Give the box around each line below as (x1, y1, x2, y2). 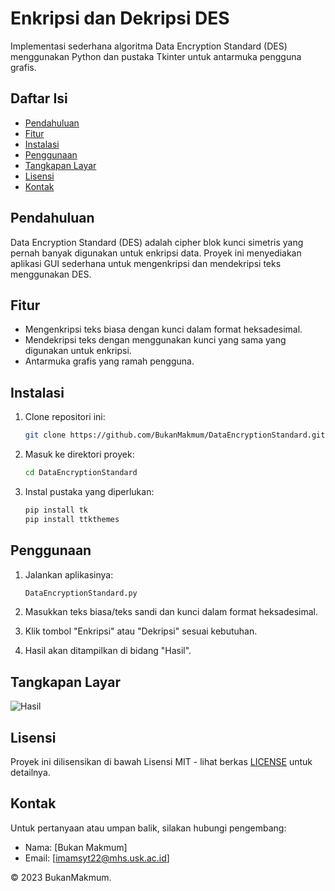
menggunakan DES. (10, 268, 92, 280)
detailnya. (10, 767, 51, 778)
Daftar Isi (10, 90, 68, 107)
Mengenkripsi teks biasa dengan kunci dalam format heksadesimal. (24, 323, 303, 336)
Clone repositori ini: (24, 411, 106, 423)
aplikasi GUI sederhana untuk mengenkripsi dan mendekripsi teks (10, 257, 282, 269)
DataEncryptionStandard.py (24, 588, 138, 598)
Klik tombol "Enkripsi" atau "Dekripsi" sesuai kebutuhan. (24, 625, 258, 637)
